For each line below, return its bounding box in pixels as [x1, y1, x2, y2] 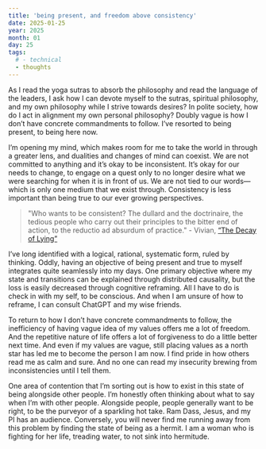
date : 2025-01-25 [8, 19, 66, 27]
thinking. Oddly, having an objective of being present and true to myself [8, 257, 243, 267]
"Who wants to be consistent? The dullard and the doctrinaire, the [27, 208, 244, 218]
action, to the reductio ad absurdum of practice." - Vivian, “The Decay [27, 225, 256, 235]
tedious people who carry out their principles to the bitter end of [27, 217, 238, 226]
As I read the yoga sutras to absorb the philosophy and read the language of [8, 85, 258, 94]
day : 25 [8, 41, 34, 49]
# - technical [15, 56, 62, 64]
